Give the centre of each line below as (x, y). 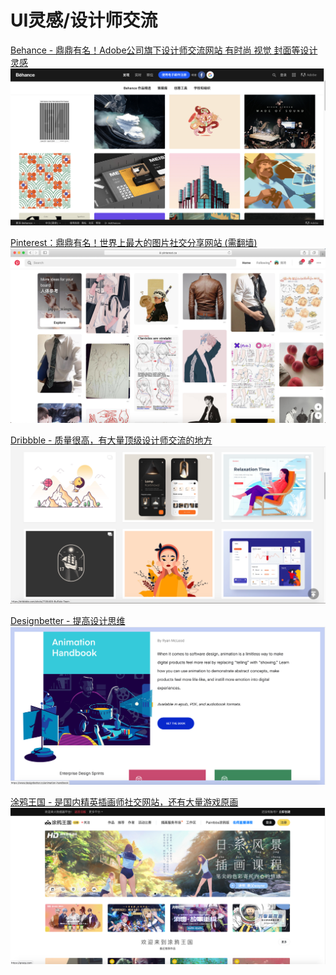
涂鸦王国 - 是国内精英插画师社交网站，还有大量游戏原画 (124, 802)
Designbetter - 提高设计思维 (68, 621)
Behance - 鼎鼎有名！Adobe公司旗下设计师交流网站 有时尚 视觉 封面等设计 (164, 50)
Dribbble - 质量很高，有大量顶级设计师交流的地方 (111, 440)
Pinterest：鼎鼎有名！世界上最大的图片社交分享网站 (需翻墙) (134, 243)
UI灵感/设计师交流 (84, 20)
